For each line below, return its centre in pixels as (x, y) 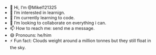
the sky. (18, 48)
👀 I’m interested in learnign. (37, 13)
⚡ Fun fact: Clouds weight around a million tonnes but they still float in (80, 41)
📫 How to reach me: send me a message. (52, 28)
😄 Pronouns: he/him (30, 35)
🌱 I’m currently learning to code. (42, 18)
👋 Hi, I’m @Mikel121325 (33, 7)
